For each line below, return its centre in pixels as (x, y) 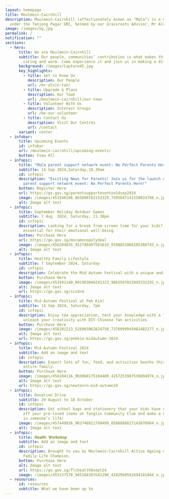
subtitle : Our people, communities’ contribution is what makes (87, 57)
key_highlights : (35, 71)
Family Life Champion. (47, 456)
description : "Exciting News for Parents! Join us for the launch (90, 179)
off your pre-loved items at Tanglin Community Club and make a (92, 414)
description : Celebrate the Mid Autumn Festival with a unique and (91, 273)
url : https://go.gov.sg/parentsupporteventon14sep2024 (77, 193)
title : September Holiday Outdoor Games (61, 212)
